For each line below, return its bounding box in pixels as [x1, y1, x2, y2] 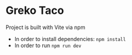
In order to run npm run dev [14, 42, 82, 49]
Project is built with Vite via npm [5, 24, 86, 31]
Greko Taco [5, 4, 64, 18]
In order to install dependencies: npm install [14, 35, 126, 42]
